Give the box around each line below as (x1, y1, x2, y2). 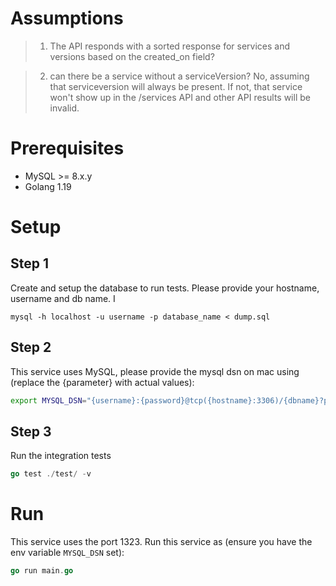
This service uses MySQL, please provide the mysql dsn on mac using (10, 365, 300, 377)
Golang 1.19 (24, 180, 72, 192)
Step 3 (10, 423, 52, 440)
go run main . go (10, 566, 74, 576)
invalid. (49, 102, 80, 114)
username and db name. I (10, 292, 116, 304)
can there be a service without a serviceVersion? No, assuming (49, 70, 310, 82)
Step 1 (10, 255, 50, 272)
